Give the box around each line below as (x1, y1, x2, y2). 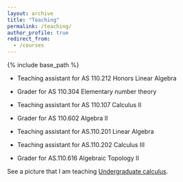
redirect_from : (7, 36, 51, 43)
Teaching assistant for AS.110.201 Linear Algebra (16, 128, 154, 135)
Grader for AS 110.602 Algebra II (16, 114, 108, 122)
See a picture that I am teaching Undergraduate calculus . (7, 168, 169, 175)
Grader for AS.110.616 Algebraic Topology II (16, 154, 139, 162)
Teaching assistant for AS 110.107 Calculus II (16, 101, 142, 109)
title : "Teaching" (7, 16, 60, 23)
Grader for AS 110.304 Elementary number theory (16, 87, 157, 95)
